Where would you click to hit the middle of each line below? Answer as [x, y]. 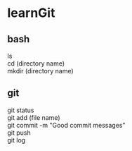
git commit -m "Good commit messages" [66, 125]
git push [19, 133]
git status [21, 110]
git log [16, 140]
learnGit [31, 13]
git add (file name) [34, 117]
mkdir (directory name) [40, 71]
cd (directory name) [36, 64]
